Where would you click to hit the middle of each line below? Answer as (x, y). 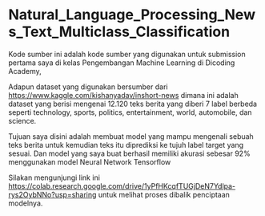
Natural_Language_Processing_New (132, 15)
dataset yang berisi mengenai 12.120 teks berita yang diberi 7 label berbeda (133, 104)
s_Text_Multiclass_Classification (119, 32)
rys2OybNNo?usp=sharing (52, 194)
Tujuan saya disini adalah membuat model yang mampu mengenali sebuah (131, 136)
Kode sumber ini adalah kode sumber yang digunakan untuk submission (127, 54)
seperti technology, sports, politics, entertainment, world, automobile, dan (130, 112)
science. (22, 120)
